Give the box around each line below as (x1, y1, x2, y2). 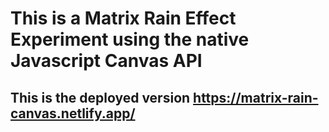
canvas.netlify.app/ (10, 105, 136, 122)
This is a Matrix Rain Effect (10, 7, 237, 30)
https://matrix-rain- (193, 89, 319, 106)
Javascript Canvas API (10, 50, 203, 72)
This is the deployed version (10, 89, 191, 106)
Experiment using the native (10, 28, 250, 51)
